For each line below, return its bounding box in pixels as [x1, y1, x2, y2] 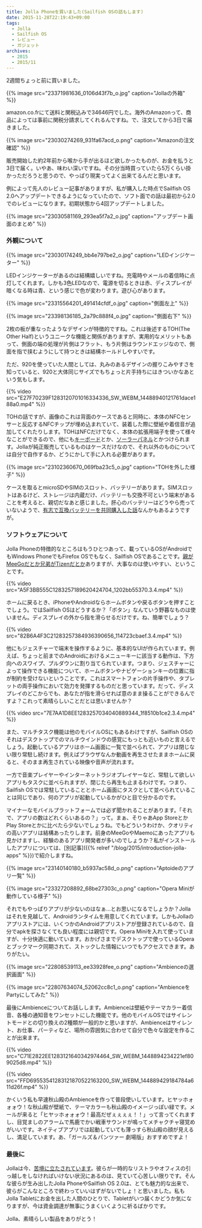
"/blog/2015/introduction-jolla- [111, 844, 187, 851]
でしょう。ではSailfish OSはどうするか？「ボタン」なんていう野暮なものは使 [6, 606, 196, 613]
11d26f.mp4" [6, 1083, 38, 1091]
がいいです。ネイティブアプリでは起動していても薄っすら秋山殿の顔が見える [6, 1126, 194, 1133]
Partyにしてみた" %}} [6, 991, 60, 998]
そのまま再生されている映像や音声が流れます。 [22, 759, 137, 766]
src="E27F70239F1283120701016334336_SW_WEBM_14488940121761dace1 [6, 394, 196, 401]
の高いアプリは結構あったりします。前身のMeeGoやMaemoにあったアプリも [6, 829, 195, 836]
